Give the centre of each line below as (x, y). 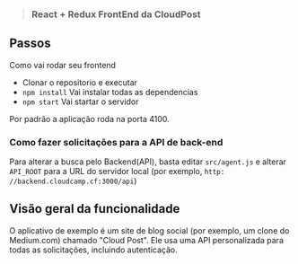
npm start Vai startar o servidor (80, 101)
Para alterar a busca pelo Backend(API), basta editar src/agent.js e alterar (148, 162)
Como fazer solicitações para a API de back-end (116, 142)
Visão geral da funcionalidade (95, 209)
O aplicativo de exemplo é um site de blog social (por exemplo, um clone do (149, 230)
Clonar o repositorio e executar (79, 82)
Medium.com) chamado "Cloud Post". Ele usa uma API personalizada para (147, 240)
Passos (30, 44)
